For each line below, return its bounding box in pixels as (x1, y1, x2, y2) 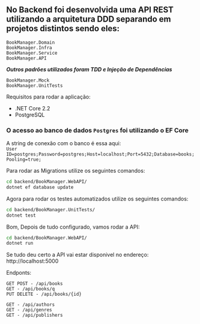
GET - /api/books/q (6, 286, 55, 292)
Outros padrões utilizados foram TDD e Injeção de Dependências (6, 65, 172, 73)
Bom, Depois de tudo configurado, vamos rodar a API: (6, 223, 140, 230)
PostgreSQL (14, 111, 45, 118)
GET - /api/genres (6, 307, 52, 313)
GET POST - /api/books (6, 281, 63, 287)
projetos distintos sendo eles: (6, 23, 120, 34)
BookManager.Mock (6, 77, 50, 83)
